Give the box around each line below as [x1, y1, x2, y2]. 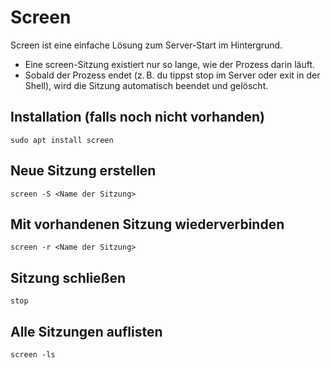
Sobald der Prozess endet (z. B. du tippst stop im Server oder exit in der [24, 69, 321, 81]
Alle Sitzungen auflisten [10, 323, 163, 340]
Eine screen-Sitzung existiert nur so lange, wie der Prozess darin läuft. [24, 58, 316, 70]
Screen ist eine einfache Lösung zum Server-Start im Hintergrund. [10, 39, 283, 51]
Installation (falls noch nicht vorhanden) [10, 109, 266, 126]
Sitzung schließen [10, 269, 127, 286]
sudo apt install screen [10, 135, 114, 145]
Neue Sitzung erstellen [10, 162, 157, 180]
